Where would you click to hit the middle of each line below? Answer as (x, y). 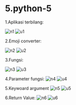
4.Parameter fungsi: (25, 79)
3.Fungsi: (14, 60)
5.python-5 (28, 9)
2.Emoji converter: (23, 41)
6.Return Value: (20, 98)
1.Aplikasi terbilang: (24, 22)
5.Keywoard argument (27, 88)
